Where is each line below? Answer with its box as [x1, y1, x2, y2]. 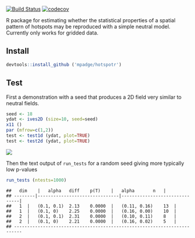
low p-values [6, 165, 37, 173]
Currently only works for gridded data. [6, 29, 98, 36]
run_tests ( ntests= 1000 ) [6, 177, 67, 183]
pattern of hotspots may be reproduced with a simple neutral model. [6, 23, 171, 30]
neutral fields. [6, 99, 39, 106]
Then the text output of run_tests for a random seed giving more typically [6, 160, 184, 167]
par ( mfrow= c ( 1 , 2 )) [6, 127, 54, 133]
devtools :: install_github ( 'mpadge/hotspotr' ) [6, 61, 122, 67]
